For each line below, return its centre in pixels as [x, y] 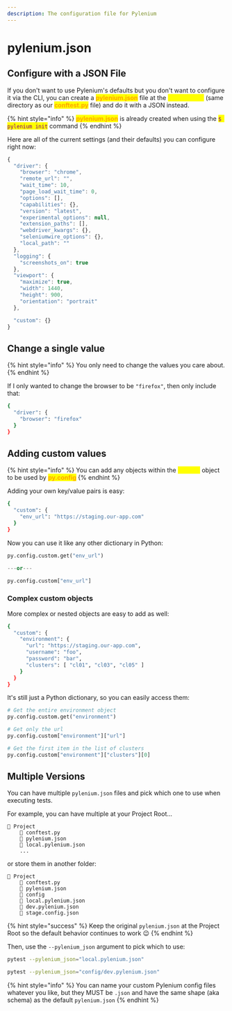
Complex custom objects [50, 599]
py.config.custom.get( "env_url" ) [56, 555]
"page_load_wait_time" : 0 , [59, 192]
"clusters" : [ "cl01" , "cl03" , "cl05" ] [85, 665]
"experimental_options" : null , [65, 217]
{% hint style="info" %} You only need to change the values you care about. [116, 365]
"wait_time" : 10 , [45, 185]
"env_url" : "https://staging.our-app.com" [82, 517]
